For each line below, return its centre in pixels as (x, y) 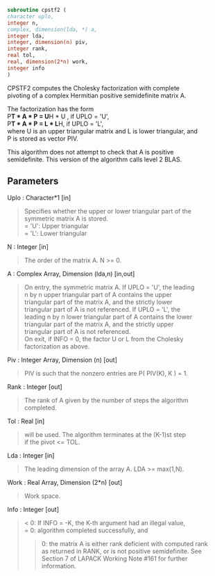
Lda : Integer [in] (31, 456)
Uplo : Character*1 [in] (39, 198)
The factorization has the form (51, 109)
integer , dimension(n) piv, (48, 42)
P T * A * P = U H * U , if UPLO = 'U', (58, 116)
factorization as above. (57, 346)
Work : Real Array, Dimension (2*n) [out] (65, 483)
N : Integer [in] (28, 247)
